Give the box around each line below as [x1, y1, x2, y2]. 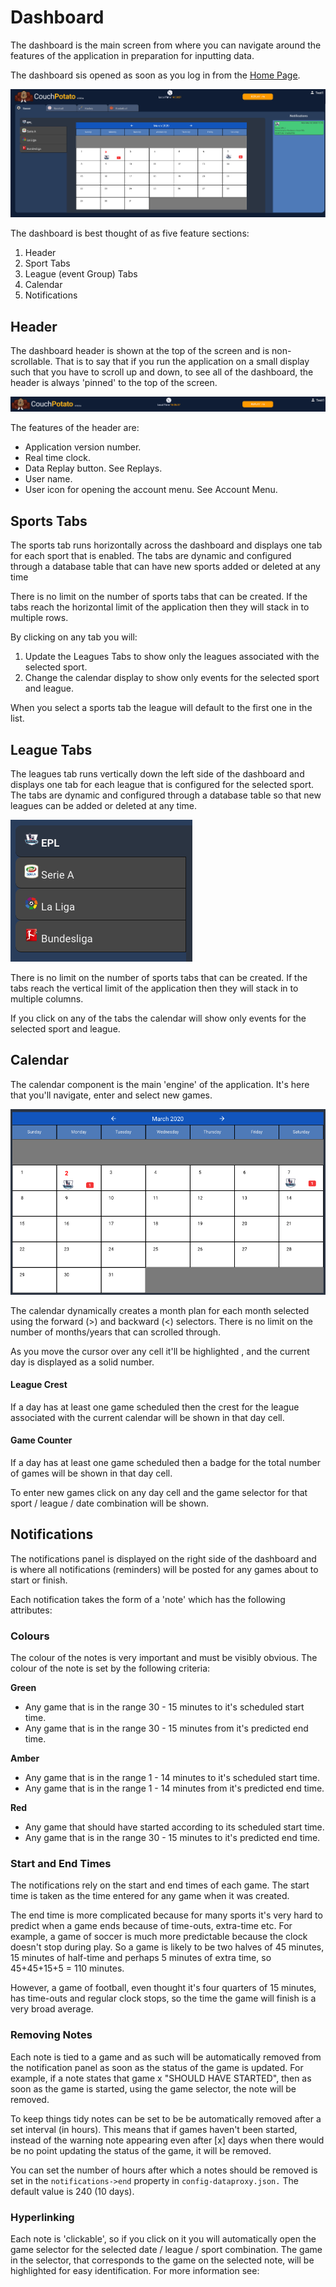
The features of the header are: [10, 422, 140, 434]
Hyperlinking [10, 2210, 75, 2224]
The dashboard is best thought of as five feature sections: [10, 227, 250, 240]
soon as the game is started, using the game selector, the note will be [10, 2082, 297, 2095]
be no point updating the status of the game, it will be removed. [10, 2144, 272, 2156]
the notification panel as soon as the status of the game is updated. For [10, 2061, 304, 2073]
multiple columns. [10, 992, 84, 1005]
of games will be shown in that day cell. [10, 1467, 173, 1480]
